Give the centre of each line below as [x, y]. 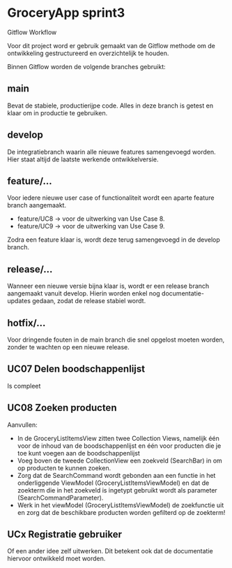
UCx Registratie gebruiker [64, 535]
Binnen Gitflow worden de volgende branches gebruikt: [86, 66]
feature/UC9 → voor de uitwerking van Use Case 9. [91, 226]
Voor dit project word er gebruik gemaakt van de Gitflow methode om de [111, 45]
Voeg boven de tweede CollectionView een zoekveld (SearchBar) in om [120, 460]
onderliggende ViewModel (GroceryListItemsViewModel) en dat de [113, 483]
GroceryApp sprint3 [66, 13]
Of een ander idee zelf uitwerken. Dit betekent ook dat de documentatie [110, 551]
